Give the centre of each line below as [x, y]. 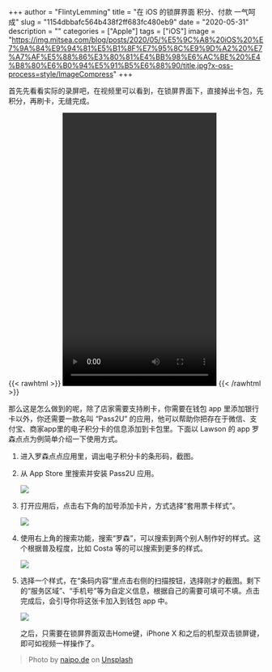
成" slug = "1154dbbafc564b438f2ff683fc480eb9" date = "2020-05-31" [129, 22]
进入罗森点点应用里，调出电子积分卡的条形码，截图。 [109, 456]
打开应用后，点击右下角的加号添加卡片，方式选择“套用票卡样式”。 [130, 506]
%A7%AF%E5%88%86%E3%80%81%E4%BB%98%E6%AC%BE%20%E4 [134, 57]
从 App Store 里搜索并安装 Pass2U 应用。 [89, 473]
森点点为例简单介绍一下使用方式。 [65, 439]
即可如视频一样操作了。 [59, 643]
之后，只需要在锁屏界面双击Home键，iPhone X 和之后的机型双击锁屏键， [142, 633]
